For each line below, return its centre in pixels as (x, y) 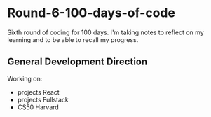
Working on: (25, 78)
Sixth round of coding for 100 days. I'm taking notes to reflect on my (106, 32)
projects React (38, 92)
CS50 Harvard (38, 107)
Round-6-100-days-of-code (91, 13)
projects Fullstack (43, 99)
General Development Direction (77, 62)
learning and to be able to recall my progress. (73, 39)
